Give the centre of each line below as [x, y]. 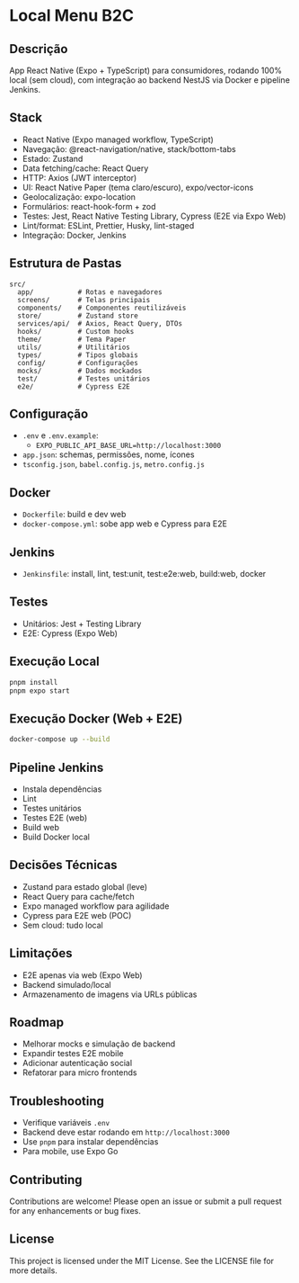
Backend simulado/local [66, 984]
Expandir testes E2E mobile [73, 1054]
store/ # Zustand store [78, 316]
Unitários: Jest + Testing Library [82, 624]
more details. [34, 1270]
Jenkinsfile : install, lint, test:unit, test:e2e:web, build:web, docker [144, 574]
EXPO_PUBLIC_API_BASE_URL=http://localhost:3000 [128, 446]
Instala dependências [62, 789]
